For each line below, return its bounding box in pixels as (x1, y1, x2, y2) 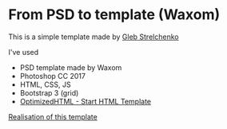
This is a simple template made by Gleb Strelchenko (8, 32, 179, 41)
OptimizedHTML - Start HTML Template (19, 96, 152, 106)
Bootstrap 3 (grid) (19, 88, 79, 97)
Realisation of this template (8, 111, 98, 121)
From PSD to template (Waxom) (8, 6, 221, 24)
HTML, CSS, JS (19, 80, 71, 89)
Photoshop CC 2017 (19, 71, 86, 80)
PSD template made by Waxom (19, 62, 122, 72)
